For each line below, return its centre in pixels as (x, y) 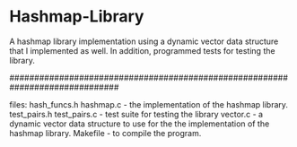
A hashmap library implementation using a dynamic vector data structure (144, 41)
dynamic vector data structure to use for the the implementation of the (140, 124)
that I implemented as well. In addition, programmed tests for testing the (142, 50)
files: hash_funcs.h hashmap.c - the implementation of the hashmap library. (149, 104)
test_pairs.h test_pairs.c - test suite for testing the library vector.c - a (136, 114)
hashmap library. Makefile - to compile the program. (105, 133)
